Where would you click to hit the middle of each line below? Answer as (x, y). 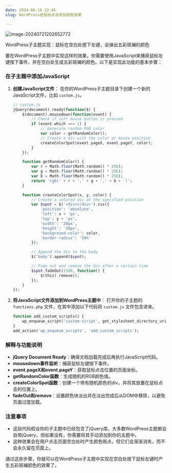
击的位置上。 (26, 389)
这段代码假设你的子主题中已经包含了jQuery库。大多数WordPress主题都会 (90, 429)
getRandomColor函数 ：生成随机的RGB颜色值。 (63, 376)
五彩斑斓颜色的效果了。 (34, 465)
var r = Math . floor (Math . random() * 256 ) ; (77, 167)
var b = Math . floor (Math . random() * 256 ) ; (77, 176)
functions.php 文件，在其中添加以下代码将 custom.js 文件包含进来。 (85, 307)
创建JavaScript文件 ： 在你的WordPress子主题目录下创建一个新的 (82, 88)
